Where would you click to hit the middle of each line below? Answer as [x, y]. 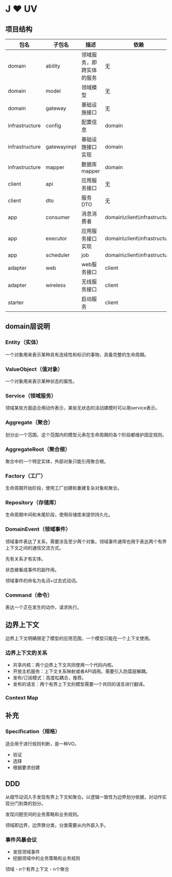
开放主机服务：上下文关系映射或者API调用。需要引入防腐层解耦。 [81, 671]
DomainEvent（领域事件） [38, 529]
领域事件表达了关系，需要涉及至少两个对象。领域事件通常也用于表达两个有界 [86, 541]
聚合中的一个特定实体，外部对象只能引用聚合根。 [57, 461]
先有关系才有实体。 [26, 559]
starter [16, 302]
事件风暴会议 [21, 840]
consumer [58, 217]
